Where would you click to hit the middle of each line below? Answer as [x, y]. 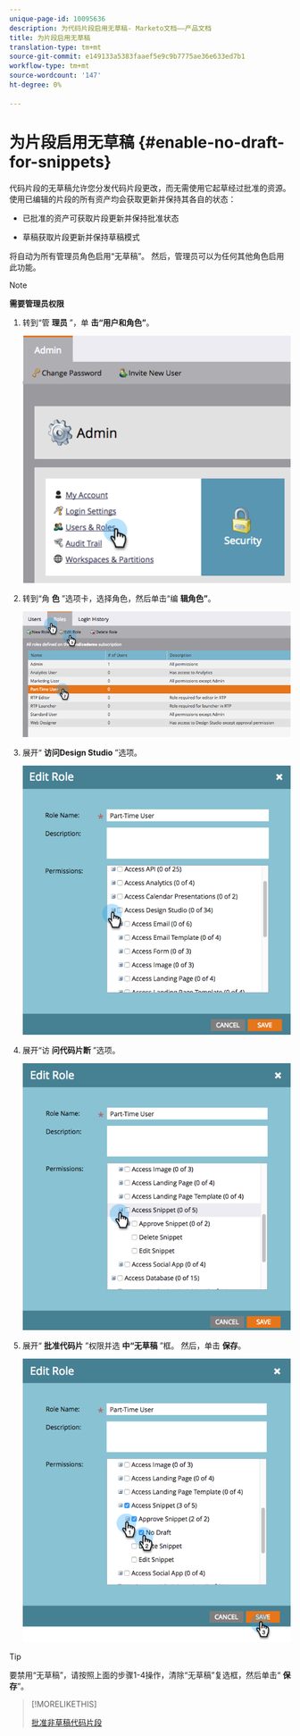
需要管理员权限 [37, 303]
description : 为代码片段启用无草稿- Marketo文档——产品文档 [111, 28]
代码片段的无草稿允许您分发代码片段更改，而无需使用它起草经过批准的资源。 [150, 188]
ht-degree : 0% [36, 85]
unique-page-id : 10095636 [57, 19]
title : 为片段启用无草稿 [50, 38]
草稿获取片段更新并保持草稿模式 [81, 237]
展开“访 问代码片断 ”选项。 [71, 1051]
